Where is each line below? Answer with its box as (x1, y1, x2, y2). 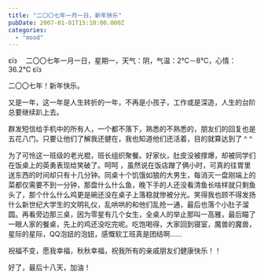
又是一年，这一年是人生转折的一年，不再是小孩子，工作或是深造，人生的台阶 (8, 97, 256, 107)
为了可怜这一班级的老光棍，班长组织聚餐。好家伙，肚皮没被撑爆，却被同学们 (8, 151, 256, 160)
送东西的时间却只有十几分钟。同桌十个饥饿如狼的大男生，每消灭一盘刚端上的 (8, 171, 256, 180)
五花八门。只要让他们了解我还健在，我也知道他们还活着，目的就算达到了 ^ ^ (8, 134, 253, 144)
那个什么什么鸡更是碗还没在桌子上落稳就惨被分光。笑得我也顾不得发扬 (28, 190, 256, 200)
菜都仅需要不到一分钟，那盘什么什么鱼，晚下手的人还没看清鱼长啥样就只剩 (8, 180, 249, 189)
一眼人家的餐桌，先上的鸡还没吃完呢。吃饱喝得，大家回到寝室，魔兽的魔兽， (8, 219, 256, 229)
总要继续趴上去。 (8, 108, 64, 117)
